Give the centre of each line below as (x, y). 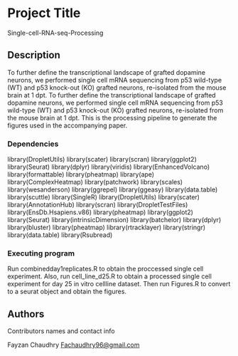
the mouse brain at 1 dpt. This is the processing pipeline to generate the (112, 117)
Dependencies (33, 144)
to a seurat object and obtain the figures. (67, 292)
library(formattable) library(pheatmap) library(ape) (81, 174)
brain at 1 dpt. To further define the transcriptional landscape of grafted (112, 95)
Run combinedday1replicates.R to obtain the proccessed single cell (106, 269)
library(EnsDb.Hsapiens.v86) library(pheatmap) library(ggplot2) (101, 212)
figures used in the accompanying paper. (67, 125)
